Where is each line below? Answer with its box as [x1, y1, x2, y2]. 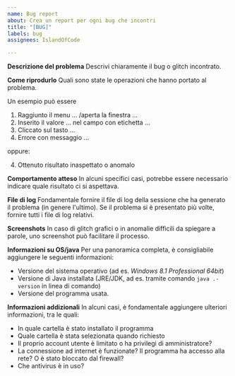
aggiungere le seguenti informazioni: [7, 253, 114, 262]
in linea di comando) [41, 282, 101, 290]
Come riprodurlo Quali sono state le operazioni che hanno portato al [7, 76, 207, 85]
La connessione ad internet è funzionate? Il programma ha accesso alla [17, 347, 225, 356]
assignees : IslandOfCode [7, 37, 80, 44]
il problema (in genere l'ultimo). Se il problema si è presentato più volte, [7, 203, 215, 212]
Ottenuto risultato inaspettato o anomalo [17, 160, 135, 170]
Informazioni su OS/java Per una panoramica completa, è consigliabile [7, 245, 214, 254]
